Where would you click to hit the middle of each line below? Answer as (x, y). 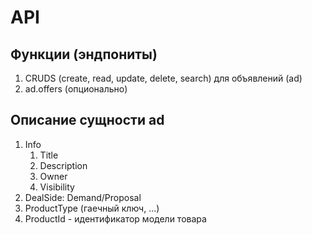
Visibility (57, 187)
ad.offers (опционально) (76, 89)
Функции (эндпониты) (84, 54)
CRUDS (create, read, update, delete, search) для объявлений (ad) (163, 78)
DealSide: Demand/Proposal (83, 197)
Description (63, 165)
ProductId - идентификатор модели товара (115, 218)
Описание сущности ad (87, 120)
